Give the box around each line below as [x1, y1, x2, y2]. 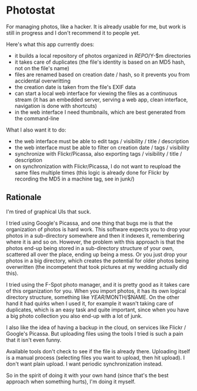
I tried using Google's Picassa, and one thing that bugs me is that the [6, 219, 173, 226]
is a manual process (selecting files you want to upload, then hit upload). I [6, 354, 185, 361]
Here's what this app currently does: [6, 41, 95, 48]
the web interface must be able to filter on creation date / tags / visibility [14, 144, 190, 151]
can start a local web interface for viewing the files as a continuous [14, 90, 178, 97]
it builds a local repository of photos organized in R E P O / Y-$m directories [14, 52, 191, 59]
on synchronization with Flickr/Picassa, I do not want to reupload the [14, 163, 181, 170]
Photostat [6, 4, 55, 17]
